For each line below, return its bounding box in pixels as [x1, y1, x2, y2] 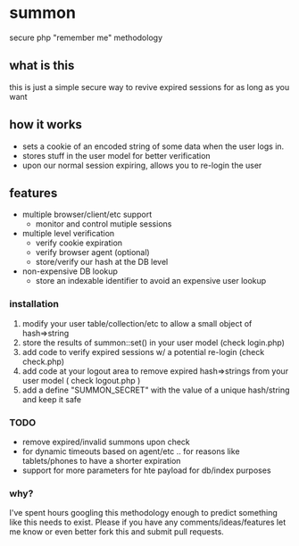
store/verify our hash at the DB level [35, 257, 169, 268]
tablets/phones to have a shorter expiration [21, 455, 181, 466]
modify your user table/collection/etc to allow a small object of [21, 318, 253, 328]
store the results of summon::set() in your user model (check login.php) [21, 337, 286, 348]
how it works [9, 117, 83, 132]
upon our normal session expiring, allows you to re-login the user [21, 160, 262, 170]
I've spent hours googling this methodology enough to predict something [9, 508, 278, 518]
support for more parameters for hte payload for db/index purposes [21, 465, 271, 476]
